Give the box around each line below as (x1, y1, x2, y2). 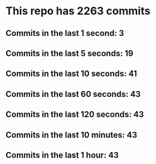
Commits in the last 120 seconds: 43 (5, 110, 144, 120)
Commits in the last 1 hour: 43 (5, 150, 119, 160)
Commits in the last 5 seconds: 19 (5, 48, 134, 58)
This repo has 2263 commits (5, 4, 151, 18)
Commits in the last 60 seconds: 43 (5, 89, 141, 99)
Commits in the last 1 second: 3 (5, 28, 124, 38)
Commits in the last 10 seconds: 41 (5, 69, 137, 79)
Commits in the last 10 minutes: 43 (5, 130, 137, 140)
